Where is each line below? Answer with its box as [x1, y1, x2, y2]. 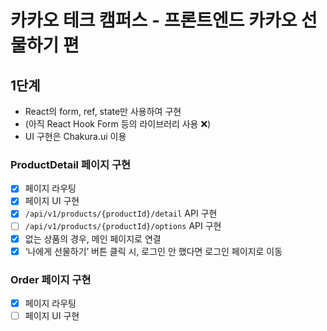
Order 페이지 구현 [10, 272, 92, 286]
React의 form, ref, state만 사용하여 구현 [24, 106, 182, 117]
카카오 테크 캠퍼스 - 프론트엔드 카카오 [10, 9, 298, 32]
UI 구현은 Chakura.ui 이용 [24, 131, 127, 142]
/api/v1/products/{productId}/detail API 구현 [24, 207, 218, 220]
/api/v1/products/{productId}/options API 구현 [24, 220, 222, 232]
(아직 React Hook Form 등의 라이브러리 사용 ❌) [24, 118, 212, 130]
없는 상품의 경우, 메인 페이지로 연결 [24, 232, 162, 245]
